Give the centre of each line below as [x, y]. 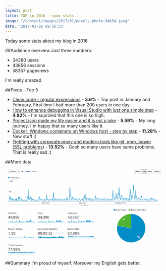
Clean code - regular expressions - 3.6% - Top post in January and [81, 100]
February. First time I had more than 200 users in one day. [72, 105]
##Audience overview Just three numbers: [49, 51]
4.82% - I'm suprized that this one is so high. [58, 115]
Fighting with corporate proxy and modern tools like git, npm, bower [82, 142]
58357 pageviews [30, 71]
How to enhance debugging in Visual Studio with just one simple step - [85, 110]
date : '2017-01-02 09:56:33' [35, 26]
